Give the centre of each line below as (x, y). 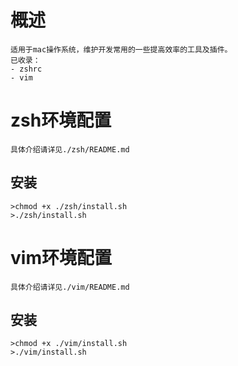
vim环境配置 (61, 257)
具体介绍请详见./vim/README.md (70, 287)
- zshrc (26, 69)
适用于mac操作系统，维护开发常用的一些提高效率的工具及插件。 (121, 49)
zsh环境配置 (61, 120)
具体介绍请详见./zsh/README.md (70, 149)
